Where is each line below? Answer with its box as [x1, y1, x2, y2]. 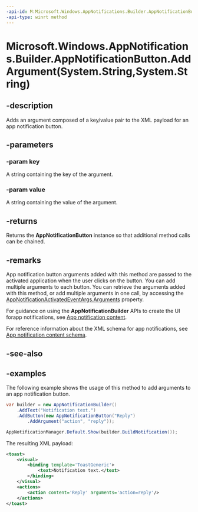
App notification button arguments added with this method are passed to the [6, 271, 192, 278]
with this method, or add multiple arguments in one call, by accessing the [6, 290, 184, 297]
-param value [6, 185, 45, 194]
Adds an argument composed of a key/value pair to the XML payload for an [6, 116, 189, 123]
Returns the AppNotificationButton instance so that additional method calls [6, 231, 190, 239]
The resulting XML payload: [6, 439, 74, 446]
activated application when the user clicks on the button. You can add [6, 277, 176, 284]
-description [6, 101, 53, 111]
